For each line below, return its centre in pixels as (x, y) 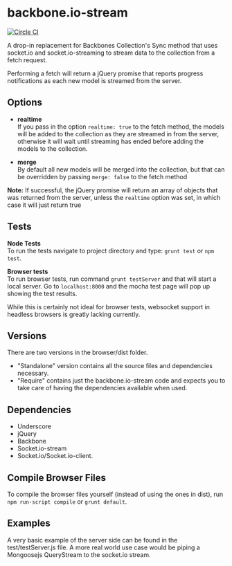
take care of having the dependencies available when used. (102, 388)
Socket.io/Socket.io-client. (55, 456)
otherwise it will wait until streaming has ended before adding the (110, 141)
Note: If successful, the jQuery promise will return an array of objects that (113, 190)
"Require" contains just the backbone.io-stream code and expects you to (121, 381)
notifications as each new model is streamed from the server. (95, 80)
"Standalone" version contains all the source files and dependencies (115, 366)
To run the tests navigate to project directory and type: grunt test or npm (111, 250)
